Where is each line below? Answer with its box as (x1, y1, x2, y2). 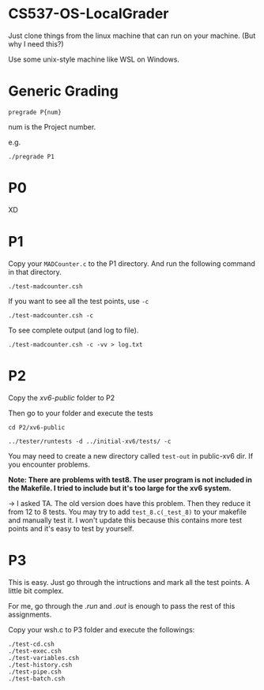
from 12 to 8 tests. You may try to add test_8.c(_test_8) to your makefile (8, 507, 247, 516)
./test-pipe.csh (8, 668, 62, 676)
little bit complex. (8, 586, 65, 595)
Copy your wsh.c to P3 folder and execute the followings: (8, 624, 195, 634)
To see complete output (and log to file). (8, 325, 139, 335)
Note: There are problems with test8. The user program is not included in (8, 474, 253, 484)
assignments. (8, 609, 52, 619)
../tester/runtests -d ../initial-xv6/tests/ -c (8, 437, 172, 445)
